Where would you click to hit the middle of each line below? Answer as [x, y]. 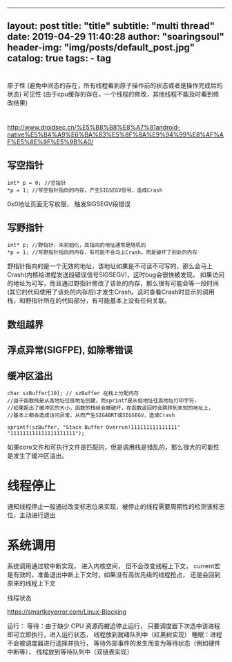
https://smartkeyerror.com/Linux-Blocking [67, 612]
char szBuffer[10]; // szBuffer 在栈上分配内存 [73, 393]
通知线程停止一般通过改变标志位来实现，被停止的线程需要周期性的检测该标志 [116, 506]
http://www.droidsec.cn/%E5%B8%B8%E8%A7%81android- [94, 127]
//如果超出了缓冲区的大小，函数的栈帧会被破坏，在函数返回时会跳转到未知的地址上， [110, 408]
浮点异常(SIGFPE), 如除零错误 [70, 350]
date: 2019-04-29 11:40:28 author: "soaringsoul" [116, 37]
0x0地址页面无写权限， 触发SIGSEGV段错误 [69, 203]
